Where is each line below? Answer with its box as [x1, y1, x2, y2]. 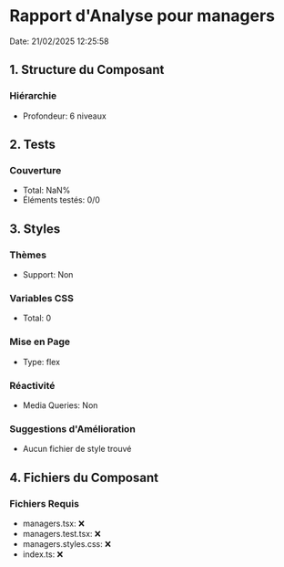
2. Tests [9, 137, 56, 152]
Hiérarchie [9, 89, 57, 102]
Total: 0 [22, 312, 52, 324]
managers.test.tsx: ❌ [22, 528, 102, 539]
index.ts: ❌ [22, 549, 64, 560]
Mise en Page [9, 335, 71, 348]
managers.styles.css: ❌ [22, 538, 112, 549]
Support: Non [22, 269, 74, 279]
